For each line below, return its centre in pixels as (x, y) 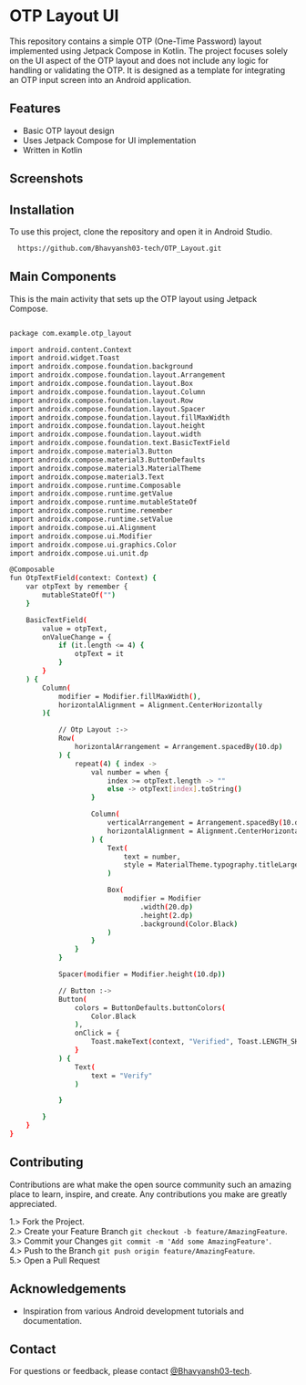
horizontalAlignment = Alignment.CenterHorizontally (160, 705)
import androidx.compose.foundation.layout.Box (102, 384)
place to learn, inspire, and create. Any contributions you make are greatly (148, 1194)
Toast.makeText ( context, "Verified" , (162, 1042)
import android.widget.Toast (65, 358)
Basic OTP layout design (68, 130)
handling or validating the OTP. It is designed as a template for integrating (148, 70)
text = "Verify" (122, 1076)
